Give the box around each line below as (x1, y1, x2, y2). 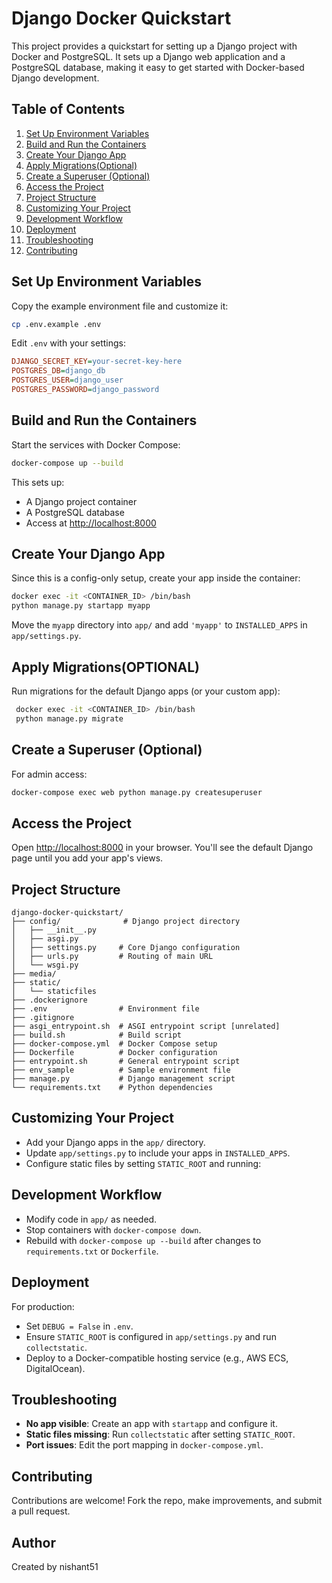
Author (11, 1534, 56, 1551)
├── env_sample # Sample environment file (11, 1065, 231, 1076)
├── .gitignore (11, 1013, 75, 1023)
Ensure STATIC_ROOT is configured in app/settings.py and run (25, 1330, 277, 1342)
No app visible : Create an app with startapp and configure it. (25, 1418, 278, 1430)
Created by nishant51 (11, 1560, 99, 1572)
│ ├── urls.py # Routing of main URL (11, 952, 214, 962)
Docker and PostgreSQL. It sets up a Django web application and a (11, 50, 286, 62)
